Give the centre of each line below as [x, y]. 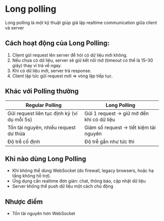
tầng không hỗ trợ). [31, 176]
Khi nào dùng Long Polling [46, 159]
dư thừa [16, 133]
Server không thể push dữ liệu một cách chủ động [63, 186]
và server [15, 27]
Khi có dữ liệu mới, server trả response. [52, 71]
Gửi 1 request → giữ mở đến [117, 113]
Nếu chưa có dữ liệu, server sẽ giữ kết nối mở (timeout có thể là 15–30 [82, 60]
